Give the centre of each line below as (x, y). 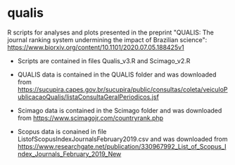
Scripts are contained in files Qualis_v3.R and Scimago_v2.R (104, 60)
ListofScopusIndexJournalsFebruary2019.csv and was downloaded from (122, 139)
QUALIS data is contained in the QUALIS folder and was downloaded (117, 74)
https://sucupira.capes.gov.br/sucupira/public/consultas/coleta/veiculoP (122, 89)
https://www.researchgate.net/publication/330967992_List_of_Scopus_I (122, 146)
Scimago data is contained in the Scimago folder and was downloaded (120, 110)
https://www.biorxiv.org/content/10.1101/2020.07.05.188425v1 (96, 47)
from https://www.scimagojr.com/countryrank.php (90, 118)
